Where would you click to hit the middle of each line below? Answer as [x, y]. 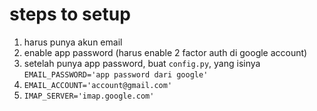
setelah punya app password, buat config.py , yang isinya [142, 63]
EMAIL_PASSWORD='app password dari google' [116, 74]
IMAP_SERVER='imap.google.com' [89, 96]
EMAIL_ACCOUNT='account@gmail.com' [98, 85]
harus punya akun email [73, 42]
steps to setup [70, 14]
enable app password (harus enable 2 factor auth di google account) [165, 52]
